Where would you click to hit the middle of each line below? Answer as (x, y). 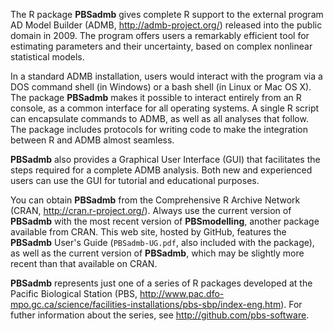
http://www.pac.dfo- (182, 293)
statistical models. (47, 57)
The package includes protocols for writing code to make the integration (159, 129)
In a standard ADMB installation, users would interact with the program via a (166, 76)
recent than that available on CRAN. (84, 263)
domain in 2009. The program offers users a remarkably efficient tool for (160, 35)
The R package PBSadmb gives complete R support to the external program (167, 14)
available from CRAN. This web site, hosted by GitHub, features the (148, 232)
